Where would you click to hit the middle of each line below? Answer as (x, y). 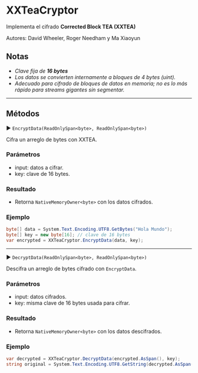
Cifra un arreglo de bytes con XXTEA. (52, 139)
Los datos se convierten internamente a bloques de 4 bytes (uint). (95, 77)
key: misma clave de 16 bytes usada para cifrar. (72, 303)
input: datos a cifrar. (39, 167)
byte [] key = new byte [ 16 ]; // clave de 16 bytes (68, 235)
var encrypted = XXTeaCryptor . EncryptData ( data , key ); (75, 241)
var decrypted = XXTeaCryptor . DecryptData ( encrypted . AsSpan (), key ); (93, 359)
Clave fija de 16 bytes (41, 71)
